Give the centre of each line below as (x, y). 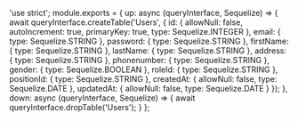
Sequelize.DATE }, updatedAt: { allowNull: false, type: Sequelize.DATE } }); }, (149, 89)
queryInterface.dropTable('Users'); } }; (80, 107)
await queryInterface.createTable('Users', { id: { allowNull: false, (126, 22)
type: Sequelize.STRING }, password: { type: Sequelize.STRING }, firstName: (149, 41)
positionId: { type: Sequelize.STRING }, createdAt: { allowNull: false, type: (143, 79)
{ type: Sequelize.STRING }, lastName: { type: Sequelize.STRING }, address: (148, 51)
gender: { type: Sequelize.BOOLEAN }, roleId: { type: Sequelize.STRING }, (144, 69)
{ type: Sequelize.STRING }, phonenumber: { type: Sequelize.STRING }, (139, 60)
